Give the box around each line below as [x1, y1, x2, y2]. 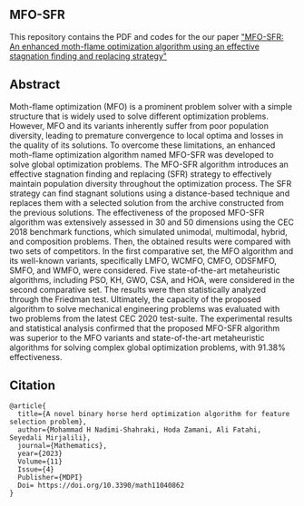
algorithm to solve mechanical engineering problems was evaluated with [9, 303, 280, 314]
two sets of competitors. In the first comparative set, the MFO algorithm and [9, 245, 294, 257]
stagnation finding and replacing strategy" [9, 50, 168, 62]
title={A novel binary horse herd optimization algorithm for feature [17, 410, 290, 419]
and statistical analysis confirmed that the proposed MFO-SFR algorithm [9, 322, 279, 334]
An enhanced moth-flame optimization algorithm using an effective [9, 41, 260, 52]
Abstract [9, 77, 61, 92]
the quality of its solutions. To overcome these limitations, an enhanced [9, 140, 276, 151]
